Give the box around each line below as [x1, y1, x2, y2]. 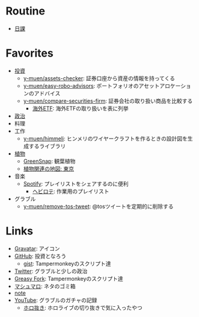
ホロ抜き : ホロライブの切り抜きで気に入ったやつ [23, 304, 142, 311]
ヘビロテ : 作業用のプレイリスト [32, 187, 109, 195]
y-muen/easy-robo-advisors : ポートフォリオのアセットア [23, 82, 165, 89]
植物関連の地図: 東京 [23, 165, 75, 172]
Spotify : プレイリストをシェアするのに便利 [23, 180, 129, 187]
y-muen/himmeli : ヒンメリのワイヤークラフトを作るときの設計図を [23, 134, 188, 142]
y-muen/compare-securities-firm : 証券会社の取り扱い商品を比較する [23, 97, 193, 104]
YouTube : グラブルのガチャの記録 [14, 297, 97, 304]
